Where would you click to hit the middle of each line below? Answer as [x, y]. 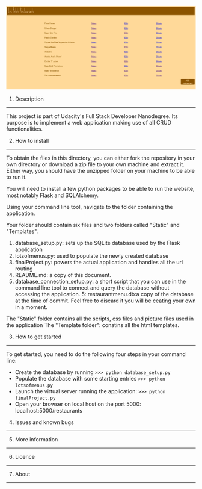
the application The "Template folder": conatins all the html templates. [93, 325]
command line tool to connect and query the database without [92, 288]
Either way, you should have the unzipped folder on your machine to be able [101, 171]
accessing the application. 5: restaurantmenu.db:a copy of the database [104, 294]
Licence [25, 457]
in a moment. [31, 307]
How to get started [38, 337]
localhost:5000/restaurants [49, 411]
